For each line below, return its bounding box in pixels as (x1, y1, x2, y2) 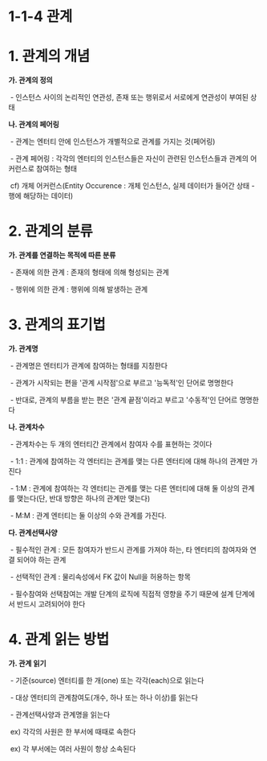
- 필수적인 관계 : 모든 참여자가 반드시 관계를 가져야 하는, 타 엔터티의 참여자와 (10, 545, 249, 554)
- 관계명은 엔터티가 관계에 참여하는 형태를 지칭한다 (10, 361, 168, 370)
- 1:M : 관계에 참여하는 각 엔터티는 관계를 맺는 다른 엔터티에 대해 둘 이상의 (10, 483, 241, 493)
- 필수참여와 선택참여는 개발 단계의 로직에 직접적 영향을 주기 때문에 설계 (10, 589, 234, 599)
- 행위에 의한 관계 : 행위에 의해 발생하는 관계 (10, 285, 148, 294)
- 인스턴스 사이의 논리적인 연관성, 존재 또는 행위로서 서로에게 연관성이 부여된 (10, 93, 249, 102)
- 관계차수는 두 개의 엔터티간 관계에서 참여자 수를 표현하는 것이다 (10, 439, 212, 449)
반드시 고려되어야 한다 (16, 599, 86, 608)
